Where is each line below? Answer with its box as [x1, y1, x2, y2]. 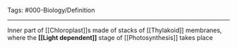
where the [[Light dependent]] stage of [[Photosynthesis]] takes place [7, 34, 213, 41]
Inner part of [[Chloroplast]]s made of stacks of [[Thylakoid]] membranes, [7, 26, 222, 34]
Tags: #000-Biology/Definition [7, 6, 95, 14]
